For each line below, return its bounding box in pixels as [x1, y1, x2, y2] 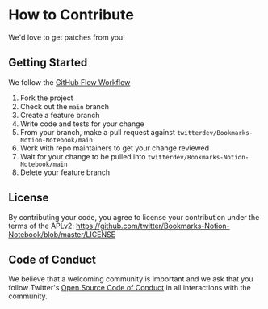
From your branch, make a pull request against [19, 127, 176, 137]
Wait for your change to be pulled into [19, 151, 146, 161]
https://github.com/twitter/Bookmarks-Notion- [76, 221, 230, 231]
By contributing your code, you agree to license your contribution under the [8, 212, 260, 222]
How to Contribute [8, 6, 135, 24]
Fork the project [19, 93, 74, 103]
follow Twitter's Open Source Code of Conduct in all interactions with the [8, 283, 252, 293]
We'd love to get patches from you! [8, 32, 125, 42]
